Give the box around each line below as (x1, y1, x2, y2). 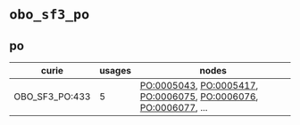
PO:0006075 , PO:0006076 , (139, 90, 259, 103)
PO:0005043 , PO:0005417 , (139, 80, 259, 91)
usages (99, 65, 132, 76)
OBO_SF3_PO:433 (13, 90, 91, 103)
